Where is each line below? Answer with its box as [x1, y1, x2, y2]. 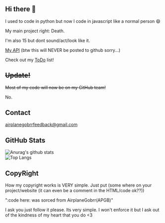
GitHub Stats [5, 136, 46, 144]
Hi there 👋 [5, 5, 36, 13]
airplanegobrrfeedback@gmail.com [5, 121, 78, 127]
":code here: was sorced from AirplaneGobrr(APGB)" [5, 197, 113, 203]
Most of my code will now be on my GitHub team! [5, 84, 106, 90]
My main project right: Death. [5, 28, 65, 34]
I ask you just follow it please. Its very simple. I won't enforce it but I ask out [5, 207, 160, 213]
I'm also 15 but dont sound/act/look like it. [5, 37, 90, 43]
